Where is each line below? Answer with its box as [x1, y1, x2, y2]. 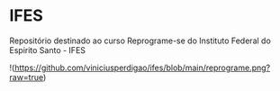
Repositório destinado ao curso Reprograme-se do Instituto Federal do [9, 35, 272, 46]
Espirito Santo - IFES [9, 44, 86, 55]
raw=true [9, 71, 43, 82]
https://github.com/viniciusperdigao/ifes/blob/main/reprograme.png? [14, 62, 271, 73]
